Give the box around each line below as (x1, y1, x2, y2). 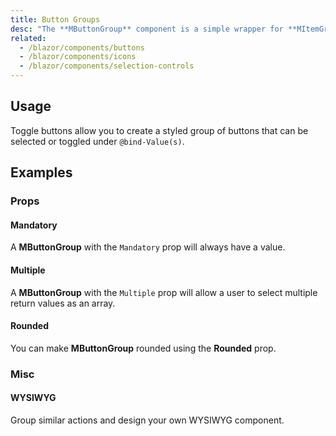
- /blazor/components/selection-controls (19, 61, 195, 71)
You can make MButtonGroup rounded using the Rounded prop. (10, 342, 277, 354)
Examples (10, 164, 73, 181)
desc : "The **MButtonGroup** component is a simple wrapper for (10, 24, 284, 34)
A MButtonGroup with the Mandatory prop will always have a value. (10, 241, 286, 253)
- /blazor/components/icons (19, 52, 137, 62)
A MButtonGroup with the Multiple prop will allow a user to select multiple (10, 286, 318, 298)
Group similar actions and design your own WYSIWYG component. (10, 414, 285, 426)
